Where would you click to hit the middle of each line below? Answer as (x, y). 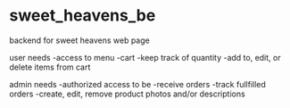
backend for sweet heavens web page (79, 40)
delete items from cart (50, 67)
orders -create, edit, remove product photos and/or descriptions (127, 94)
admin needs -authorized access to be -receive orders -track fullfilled (137, 84)
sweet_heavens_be (83, 16)
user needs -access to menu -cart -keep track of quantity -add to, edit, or (145, 57)
